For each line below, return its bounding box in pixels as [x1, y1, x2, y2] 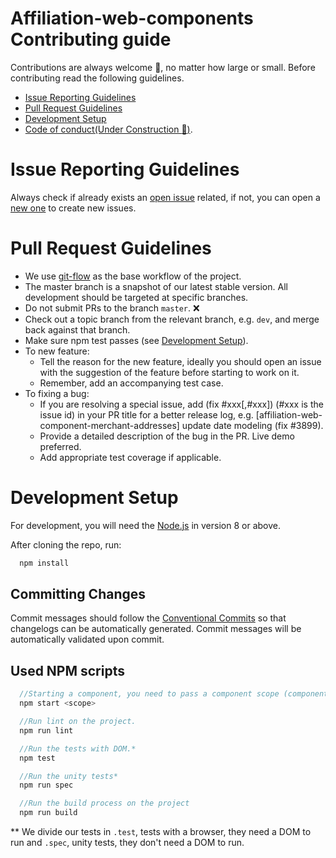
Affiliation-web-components [10, 7, 254, 30]
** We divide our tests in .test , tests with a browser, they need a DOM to [10, 826, 312, 837]
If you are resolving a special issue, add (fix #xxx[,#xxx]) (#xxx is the [39, 398, 324, 410]
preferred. [39, 440, 82, 452]
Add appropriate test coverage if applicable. [39, 451, 222, 463]
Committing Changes [10, 586, 147, 603]
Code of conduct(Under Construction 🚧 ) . [24, 123, 193, 135]
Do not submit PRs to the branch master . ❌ [24, 302, 200, 314]
